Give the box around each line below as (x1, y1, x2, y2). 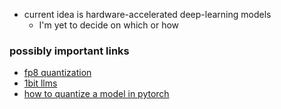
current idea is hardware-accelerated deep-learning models (23, 9, 272, 20)
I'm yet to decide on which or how (38, 19, 180, 31)
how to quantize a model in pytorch (23, 88, 170, 100)
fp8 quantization (23, 67, 92, 79)
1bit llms (23, 77, 58, 89)
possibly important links (9, 44, 130, 58)
